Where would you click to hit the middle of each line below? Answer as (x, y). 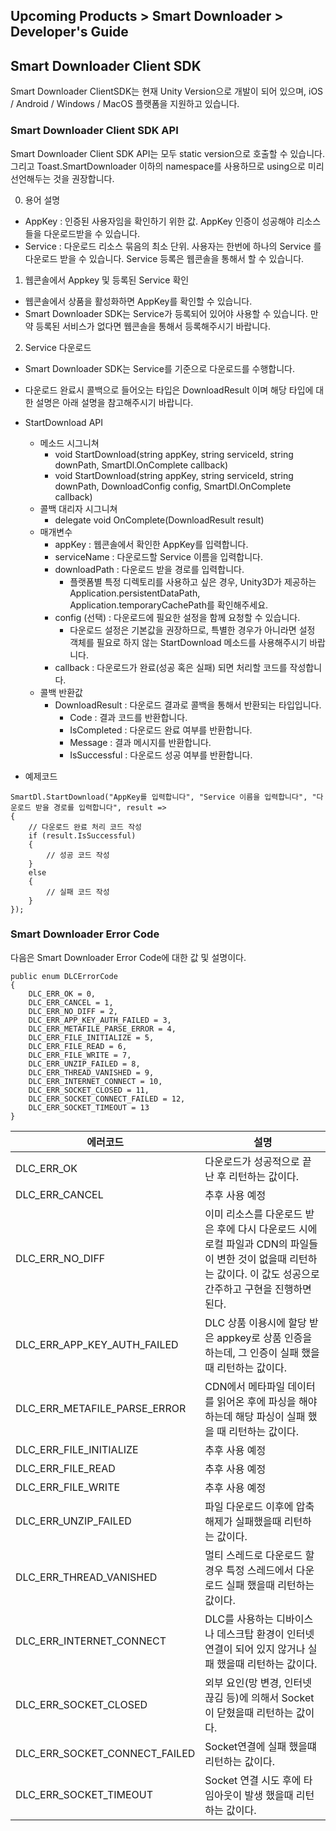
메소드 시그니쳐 (69, 443)
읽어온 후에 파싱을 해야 (267, 1401)
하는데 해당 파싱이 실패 (255, 1416)
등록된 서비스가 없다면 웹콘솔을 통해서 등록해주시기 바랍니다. (153, 326)
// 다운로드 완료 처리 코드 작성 (85, 827)
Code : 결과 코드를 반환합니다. (128, 717)
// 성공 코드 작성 (78, 855)
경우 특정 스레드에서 (249, 1570)
